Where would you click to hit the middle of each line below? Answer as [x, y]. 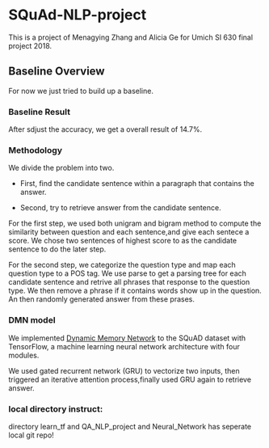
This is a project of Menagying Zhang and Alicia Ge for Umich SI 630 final [130, 37]
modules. [24, 355]
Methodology [36, 150]
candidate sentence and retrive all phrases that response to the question [129, 282]
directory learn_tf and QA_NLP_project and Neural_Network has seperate [130, 426]
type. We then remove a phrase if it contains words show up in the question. [135, 291]
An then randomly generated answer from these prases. [102, 299]
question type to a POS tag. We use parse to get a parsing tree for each [127, 273]
